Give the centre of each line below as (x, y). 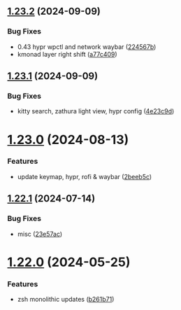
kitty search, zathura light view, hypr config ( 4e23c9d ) (96, 111)
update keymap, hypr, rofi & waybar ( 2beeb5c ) (85, 176)
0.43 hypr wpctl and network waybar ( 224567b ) (87, 47)
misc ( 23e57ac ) (40, 234)
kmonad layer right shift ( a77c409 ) (67, 54)
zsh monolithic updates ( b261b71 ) (66, 300)
